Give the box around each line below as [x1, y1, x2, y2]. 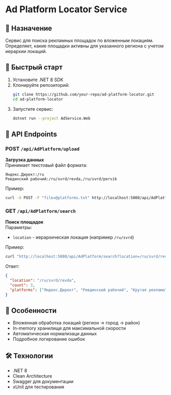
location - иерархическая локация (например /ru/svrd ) [12, 234, 134, 240]
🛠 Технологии [5, 351, 53, 360]
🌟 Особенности [5, 306, 57, 315]
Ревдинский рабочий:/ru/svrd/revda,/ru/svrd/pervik [5, 177, 117, 182]
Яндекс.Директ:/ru [5, 172, 44, 177]
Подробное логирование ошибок [12, 336, 85, 342]
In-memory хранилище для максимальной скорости [12, 325, 126, 331]
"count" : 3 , [10, 282, 36, 288]
